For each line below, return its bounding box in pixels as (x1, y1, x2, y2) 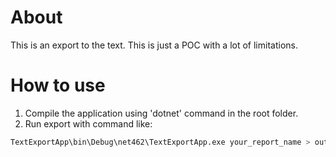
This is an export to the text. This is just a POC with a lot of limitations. (10, 39, 298, 51)
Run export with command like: (24, 117, 153, 130)
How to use (10, 74, 106, 97)
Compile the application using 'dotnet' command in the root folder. (24, 107, 299, 119)
